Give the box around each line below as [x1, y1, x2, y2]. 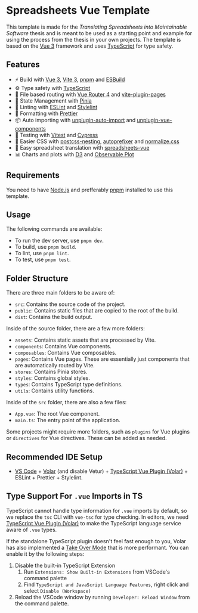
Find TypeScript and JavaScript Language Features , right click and [23, 581, 189, 588]
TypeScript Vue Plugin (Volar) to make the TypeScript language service [6, 519, 181, 527]
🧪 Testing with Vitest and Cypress [14, 131, 98, 138]
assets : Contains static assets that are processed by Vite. [14, 336, 156, 343]
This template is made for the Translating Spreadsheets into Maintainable [6, 23, 187, 30]
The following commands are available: [6, 225, 103, 233]
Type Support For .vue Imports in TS [6, 491, 143, 501]
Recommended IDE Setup [6, 451, 103, 462]
